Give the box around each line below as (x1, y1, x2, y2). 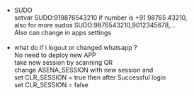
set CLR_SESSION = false (13, 81, 89, 89)
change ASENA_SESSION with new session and (13, 66, 154, 74)
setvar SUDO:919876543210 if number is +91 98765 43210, (13, 13, 188, 22)
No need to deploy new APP (13, 51, 97, 59)
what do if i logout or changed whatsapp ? (13, 44, 138, 51)
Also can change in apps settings (13, 28, 112, 37)
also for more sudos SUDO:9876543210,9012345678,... (13, 21, 176, 29)
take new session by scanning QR (13, 58, 113, 66)
